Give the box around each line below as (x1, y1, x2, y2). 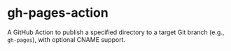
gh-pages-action (7, 5, 108, 21)
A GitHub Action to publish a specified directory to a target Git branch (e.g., (7, 28, 225, 36)
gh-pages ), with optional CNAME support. (7, 35, 126, 43)
